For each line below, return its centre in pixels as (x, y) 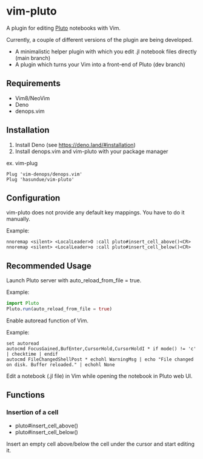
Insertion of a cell (32, 412)
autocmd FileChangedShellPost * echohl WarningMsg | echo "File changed (100, 359)
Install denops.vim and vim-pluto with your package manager (92, 151)
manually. (18, 219)
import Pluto (23, 304)
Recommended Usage (49, 266)
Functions (26, 395)
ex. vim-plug (22, 163)
